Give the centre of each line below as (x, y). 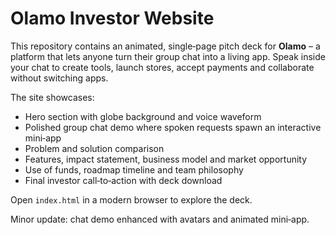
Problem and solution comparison (94, 148)
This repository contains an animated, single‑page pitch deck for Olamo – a (165, 46)
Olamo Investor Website (112, 18)
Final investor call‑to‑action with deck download (123, 180)
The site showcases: (52, 97)
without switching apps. (59, 78)
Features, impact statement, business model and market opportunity (166, 159)
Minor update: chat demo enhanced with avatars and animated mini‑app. (160, 219)
